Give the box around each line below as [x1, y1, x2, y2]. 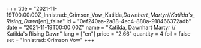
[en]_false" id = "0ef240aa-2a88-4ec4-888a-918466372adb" [38, 18, 191, 24]
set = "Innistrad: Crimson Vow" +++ [6, 37, 95, 43]
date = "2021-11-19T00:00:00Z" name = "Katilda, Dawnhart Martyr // [6, 24, 176, 31]
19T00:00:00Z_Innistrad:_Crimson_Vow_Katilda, [6, 11, 124, 18]
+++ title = [6, 5, 33, 12]
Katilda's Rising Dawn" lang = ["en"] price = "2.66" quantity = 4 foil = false [6, 30, 191, 37]
